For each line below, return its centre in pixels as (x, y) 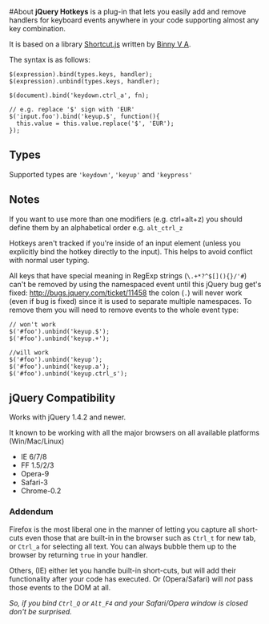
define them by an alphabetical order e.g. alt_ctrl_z (96, 227)
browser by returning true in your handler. (78, 555)
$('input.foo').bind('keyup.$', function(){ (84, 116)
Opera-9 (35, 474)
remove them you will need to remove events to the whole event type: (124, 310)
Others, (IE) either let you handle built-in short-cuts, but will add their (123, 570)
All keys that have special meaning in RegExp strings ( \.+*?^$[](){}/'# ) (128, 275)
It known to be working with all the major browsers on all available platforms (134, 433)
